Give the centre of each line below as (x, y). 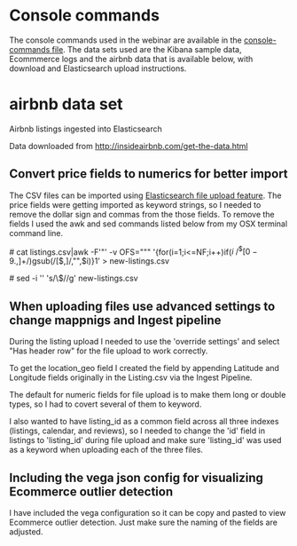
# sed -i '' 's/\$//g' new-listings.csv (74, 278)
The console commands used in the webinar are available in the (125, 40)
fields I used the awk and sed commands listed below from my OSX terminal (148, 224)
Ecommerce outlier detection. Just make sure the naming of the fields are (143, 522)
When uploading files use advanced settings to (142, 306)
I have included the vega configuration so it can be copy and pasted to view (148, 512)
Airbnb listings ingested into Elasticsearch (86, 129)
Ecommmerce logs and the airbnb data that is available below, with (131, 59)
